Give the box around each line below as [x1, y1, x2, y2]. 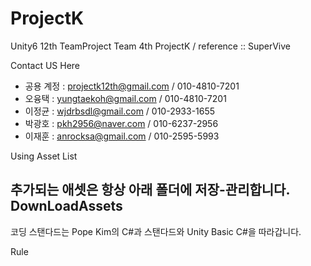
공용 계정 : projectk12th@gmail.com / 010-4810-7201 [24, 80, 240, 92]
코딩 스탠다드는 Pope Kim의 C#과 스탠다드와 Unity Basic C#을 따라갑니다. [10, 225, 302, 237]
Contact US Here [10, 59, 81, 71]
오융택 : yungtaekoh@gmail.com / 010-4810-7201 [24, 92, 227, 104]
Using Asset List [10, 150, 78, 162]
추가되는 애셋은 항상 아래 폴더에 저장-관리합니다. [10, 182, 290, 199]
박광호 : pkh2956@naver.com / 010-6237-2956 [24, 117, 219, 129]
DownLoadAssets [10, 198, 123, 215]
